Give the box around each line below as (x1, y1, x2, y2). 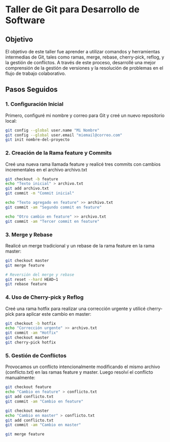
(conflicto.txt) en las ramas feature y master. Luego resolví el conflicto (5, 369, 154, 375)
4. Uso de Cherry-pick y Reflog (5, 294, 83, 301)
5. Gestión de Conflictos (5, 352, 67, 359)
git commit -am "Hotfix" (5, 330, 58, 336)
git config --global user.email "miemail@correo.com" (5, 132, 123, 138)
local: (5, 118, 17, 124)
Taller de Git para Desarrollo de (5, 4, 140, 15)
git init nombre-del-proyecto (5, 137, 70, 142)
